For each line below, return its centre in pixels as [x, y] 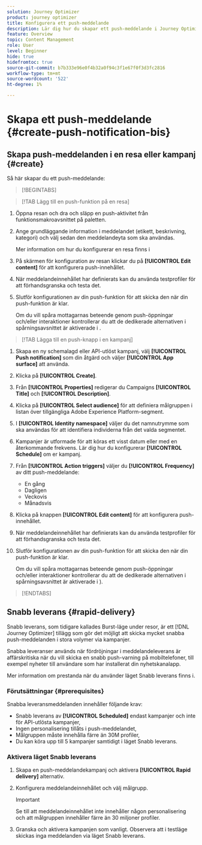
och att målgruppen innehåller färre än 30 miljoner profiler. [88, 818]
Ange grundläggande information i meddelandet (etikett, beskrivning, [101, 231]
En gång [35, 484]
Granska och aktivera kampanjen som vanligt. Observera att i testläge [101, 829]
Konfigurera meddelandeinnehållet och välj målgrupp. [82, 788]
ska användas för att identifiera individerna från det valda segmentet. [101, 430]
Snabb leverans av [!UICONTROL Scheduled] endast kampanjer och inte [105, 716]
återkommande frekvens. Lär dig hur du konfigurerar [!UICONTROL [99, 448]
